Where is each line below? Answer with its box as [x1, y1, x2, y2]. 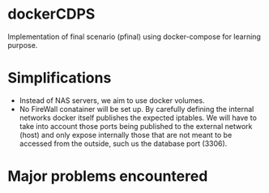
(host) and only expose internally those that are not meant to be [19, 130, 233, 139]
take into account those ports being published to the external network [19, 121, 253, 131]
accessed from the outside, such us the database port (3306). [19, 139, 228, 148]
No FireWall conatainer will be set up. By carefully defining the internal [19, 104, 254, 114]
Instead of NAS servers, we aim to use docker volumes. [19, 95, 205, 105]
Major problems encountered [7, 167, 208, 186]
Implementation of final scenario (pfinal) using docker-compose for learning [7, 32, 261, 41]
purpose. [7, 40, 38, 49]
